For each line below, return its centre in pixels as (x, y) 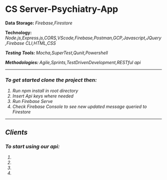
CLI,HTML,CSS (41, 43)
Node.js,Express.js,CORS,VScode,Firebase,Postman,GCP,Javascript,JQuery (83, 38)
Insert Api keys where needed (43, 96)
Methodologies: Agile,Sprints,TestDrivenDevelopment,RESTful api (73, 62)
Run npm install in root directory (45, 91)
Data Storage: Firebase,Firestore (39, 23)
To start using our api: (33, 146)
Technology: (19, 32)
